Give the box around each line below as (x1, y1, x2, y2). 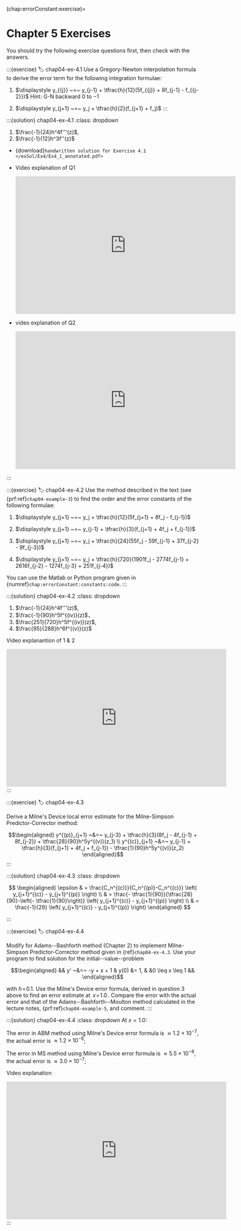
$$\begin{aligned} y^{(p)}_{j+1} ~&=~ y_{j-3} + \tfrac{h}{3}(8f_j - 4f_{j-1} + (8, 831, 198, 838)
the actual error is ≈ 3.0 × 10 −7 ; (6, 1056, 87, 1064)
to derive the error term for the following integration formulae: (6, 74, 162, 81)
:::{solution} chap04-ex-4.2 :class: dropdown (6, 592, 120, 600)
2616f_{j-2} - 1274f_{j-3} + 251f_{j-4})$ (15, 562, 114, 569)
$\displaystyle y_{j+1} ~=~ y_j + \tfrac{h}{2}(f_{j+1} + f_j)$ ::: (15, 104, 168, 112)
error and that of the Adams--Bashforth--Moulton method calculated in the (6, 998, 196, 1005)
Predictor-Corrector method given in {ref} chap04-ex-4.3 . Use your (29, 948, 196, 955)
